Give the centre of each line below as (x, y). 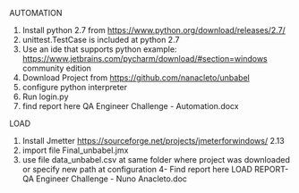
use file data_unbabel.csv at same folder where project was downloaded (156, 159)
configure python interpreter (75, 87)
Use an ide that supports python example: (99, 49)
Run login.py (45, 96)
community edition (57, 68)
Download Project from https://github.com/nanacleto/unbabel (136, 78)
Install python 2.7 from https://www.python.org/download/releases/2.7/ (154, 30)
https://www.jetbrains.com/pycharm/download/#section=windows (145, 59)
